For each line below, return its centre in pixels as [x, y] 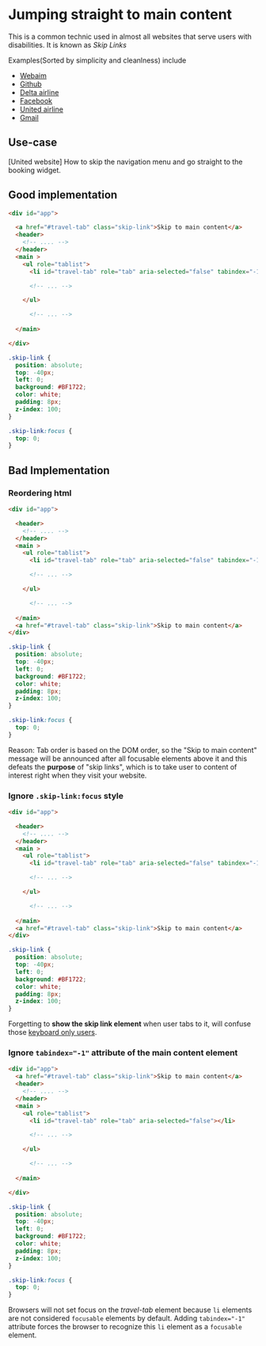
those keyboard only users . [53, 1032]
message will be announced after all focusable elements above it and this [128, 759]
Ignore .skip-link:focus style [66, 796]
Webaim [33, 75]
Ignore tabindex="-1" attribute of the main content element [123, 1053]
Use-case [33, 143]
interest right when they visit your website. [78, 775]
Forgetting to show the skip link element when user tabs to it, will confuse [130, 1024]
